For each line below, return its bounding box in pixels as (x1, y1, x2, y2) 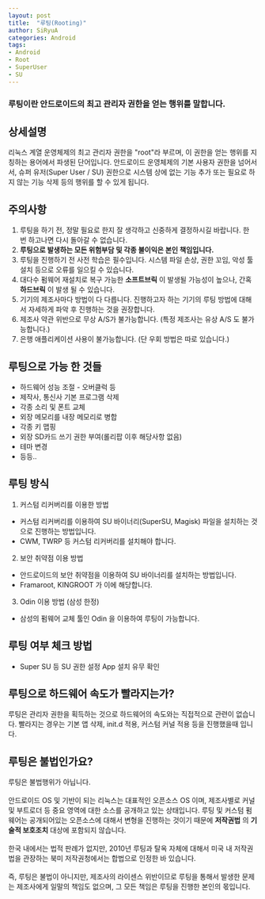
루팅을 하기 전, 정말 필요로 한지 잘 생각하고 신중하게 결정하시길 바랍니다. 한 (19, 225, 250, 235)
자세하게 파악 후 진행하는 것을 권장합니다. (28, 304, 156, 314)
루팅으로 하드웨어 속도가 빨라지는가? (8, 687, 175, 700)
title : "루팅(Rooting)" (8, 19, 87, 27)
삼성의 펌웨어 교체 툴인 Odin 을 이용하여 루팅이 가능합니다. (19, 614, 200, 623)
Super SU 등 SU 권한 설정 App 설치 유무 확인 (19, 661, 160, 671)
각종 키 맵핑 (19, 422, 57, 431)
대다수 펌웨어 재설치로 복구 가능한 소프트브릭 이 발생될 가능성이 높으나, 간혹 (19, 275, 252, 285)
